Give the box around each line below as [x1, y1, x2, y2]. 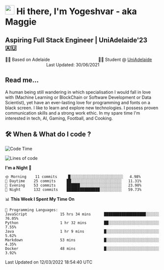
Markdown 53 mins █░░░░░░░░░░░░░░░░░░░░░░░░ [5, 238, 160, 242]
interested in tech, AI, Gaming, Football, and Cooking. [5, 115, 113, 121]
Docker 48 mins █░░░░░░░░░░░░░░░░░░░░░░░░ [5, 246, 160, 251]
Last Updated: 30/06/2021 [46, 62, 100, 67]
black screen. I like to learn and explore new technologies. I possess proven [5, 105, 159, 111]
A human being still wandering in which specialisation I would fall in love [5, 89, 151, 95]
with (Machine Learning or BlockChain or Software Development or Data [5, 94, 151, 100]
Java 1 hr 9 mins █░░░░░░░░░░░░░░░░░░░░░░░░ [5, 229, 160, 234]
